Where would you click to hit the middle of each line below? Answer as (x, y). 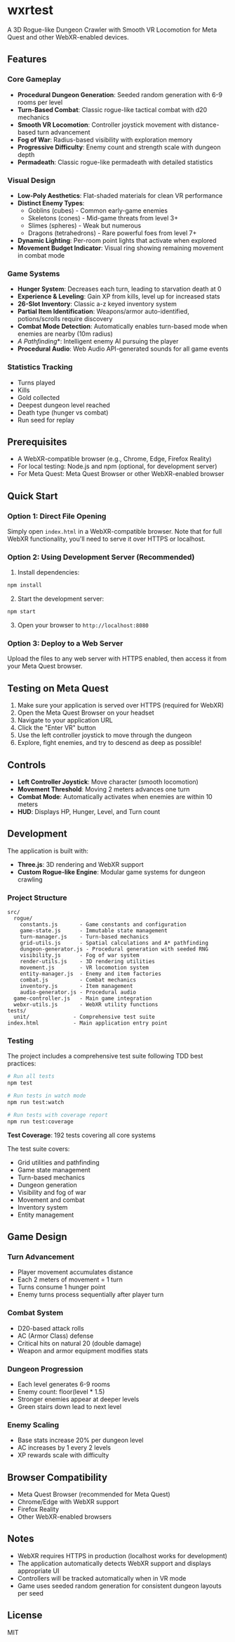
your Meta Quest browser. (45, 666)
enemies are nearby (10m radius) (65, 334)
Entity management (46, 1215)
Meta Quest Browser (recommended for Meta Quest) (94, 1494)
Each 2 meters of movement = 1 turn (70, 1279)
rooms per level (40, 102)
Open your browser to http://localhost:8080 (83, 625)
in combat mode (41, 255)
